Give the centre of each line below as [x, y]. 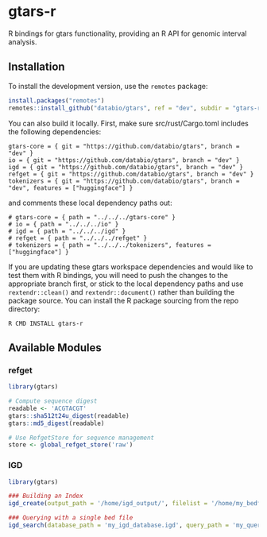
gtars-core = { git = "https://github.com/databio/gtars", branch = [124, 146]
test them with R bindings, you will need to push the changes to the [118, 275]
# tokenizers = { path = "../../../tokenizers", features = [110, 245]
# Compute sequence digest [53, 401]
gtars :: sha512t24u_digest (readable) [69, 415]
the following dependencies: [55, 131]
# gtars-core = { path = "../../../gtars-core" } [92, 217]
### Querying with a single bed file [71, 518]
